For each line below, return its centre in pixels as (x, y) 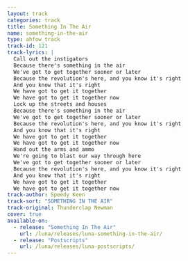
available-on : (28, 221)
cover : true (24, 214)
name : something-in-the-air (48, 33)
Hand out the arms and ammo (54, 150)
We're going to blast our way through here (77, 156)
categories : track (34, 20)
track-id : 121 (28, 46)
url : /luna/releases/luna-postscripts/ (77, 247)
